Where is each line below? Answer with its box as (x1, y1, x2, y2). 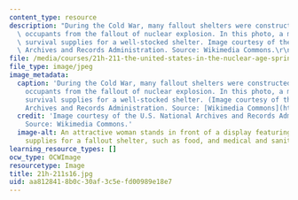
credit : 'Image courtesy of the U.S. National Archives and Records (17, 112, 276, 120)
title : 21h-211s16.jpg (9, 169, 93, 178)
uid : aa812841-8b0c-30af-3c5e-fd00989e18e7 (9, 178, 173, 187)
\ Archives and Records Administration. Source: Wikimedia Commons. (17, 46, 276, 55)
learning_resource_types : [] (9, 144, 117, 153)
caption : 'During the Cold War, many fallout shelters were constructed (17, 79, 292, 88)
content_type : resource (9, 12, 98, 22)
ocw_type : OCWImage (9, 152, 82, 162)
